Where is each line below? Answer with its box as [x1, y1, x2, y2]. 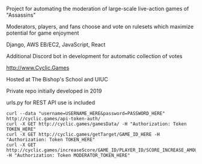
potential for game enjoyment [6, 29, 79, 37]
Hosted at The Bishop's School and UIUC [6, 76, 108, 83]
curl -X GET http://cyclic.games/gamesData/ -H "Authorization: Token [6, 121, 187, 127]
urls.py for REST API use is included [6, 99, 95, 106]
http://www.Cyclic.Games [6, 64, 70, 71]
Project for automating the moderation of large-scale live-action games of [6, 5, 189, 12]
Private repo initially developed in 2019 [6, 87, 102, 95]
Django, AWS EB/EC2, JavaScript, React [6, 41, 106, 48]
